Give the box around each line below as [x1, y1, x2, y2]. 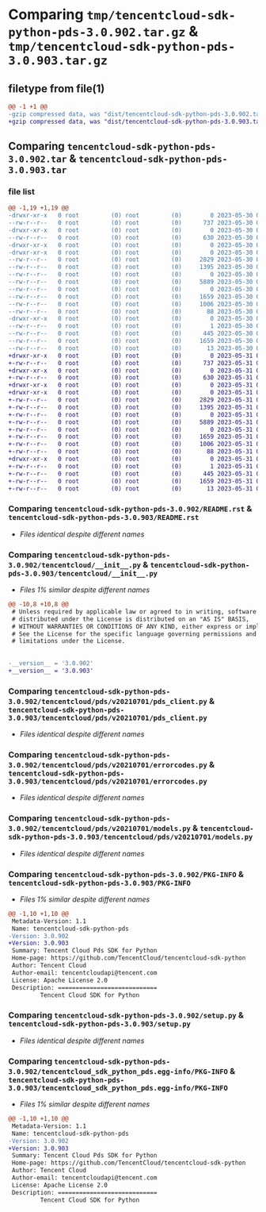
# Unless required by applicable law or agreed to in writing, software [11, 607, 257, 616]
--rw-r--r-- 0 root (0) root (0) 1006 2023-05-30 [8, 300, 253, 308]
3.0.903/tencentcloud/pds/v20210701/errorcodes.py [8, 777, 207, 786]
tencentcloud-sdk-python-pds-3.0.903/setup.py [8, 1020, 192, 1029]
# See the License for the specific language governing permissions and [11, 629, 257, 638]
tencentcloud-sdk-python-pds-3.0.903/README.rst [8, 514, 199, 522]
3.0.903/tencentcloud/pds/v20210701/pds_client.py [8, 713, 207, 722]
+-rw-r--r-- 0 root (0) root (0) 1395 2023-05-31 [8, 403, 253, 411]
